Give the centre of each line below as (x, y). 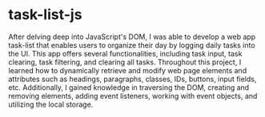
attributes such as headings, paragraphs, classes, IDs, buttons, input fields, (132, 79)
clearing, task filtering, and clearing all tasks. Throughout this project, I (125, 62)
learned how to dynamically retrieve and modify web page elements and (127, 70)
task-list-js (45, 15)
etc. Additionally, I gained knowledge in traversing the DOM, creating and (129, 87)
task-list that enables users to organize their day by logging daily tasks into (132, 45)
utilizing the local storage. (51, 104)
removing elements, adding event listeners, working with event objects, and (133, 96)
